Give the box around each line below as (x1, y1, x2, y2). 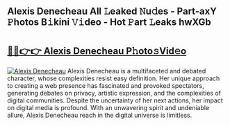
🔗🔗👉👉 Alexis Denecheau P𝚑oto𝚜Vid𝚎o (7, 45, 187, 57)
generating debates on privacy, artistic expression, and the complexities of (7, 89, 221, 97)
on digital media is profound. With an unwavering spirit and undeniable (7, 104, 210, 111)
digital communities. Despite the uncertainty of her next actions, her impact (7, 96, 224, 105)
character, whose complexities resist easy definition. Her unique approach (7, 74, 220, 82)
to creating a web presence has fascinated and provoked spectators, (7, 82, 204, 89)
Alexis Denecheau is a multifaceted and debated (67, 67, 206, 75)
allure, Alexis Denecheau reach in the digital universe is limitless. (7, 111, 192, 119)
